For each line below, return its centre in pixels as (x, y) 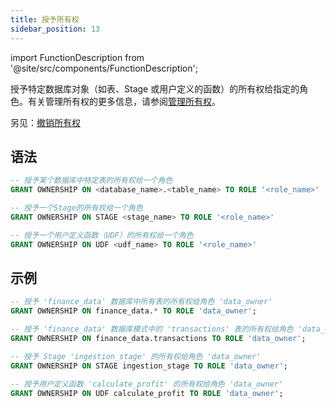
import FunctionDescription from (77, 57)
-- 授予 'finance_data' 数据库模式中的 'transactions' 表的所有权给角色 (152, 329)
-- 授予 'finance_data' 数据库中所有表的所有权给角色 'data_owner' (141, 302)
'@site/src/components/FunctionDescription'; (104, 68)
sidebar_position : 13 (55, 29)
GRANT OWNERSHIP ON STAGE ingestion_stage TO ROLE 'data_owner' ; (149, 366)
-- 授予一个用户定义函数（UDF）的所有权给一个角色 (102, 235)
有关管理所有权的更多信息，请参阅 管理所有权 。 (124, 101)
